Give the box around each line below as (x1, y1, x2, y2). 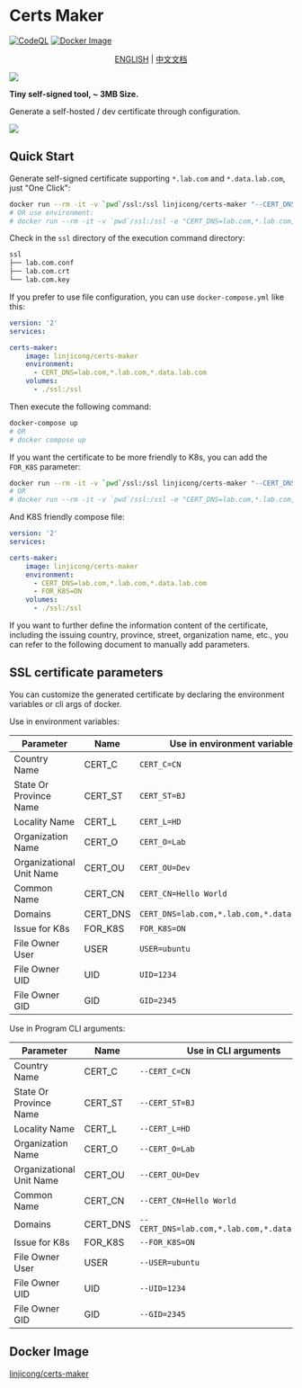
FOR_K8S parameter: (9, 461, 81, 472)
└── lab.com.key (9, 275, 70, 284)
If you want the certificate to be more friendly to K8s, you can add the (9, 452, 268, 462)
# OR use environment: (9, 208, 94, 217)
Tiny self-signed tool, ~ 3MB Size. (9, 88, 139, 99)
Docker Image (9, 1344, 90, 1359)
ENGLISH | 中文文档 (114, 53, 188, 64)
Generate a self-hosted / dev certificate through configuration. (9, 105, 241, 117)
